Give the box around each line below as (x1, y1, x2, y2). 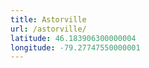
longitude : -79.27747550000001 (10, 42, 141, 53)
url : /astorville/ (10, 24, 87, 34)
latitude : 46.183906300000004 (10, 33, 137, 43)
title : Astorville (10, 14, 87, 25)
